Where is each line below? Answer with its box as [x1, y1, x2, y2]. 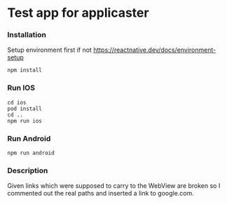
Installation [7, 30, 47, 40]
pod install [7, 105, 42, 112]
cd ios [7, 99, 27, 106]
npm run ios [7, 117, 42, 124]
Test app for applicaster [7, 5, 149, 21]
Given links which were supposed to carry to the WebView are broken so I [7, 182, 221, 190]
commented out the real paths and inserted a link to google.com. [7, 189, 194, 198]
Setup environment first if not [7, 46, 92, 54]
